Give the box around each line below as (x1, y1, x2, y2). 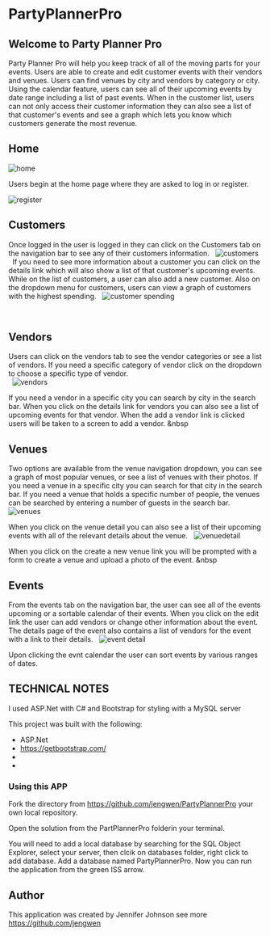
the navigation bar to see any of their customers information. (8, 248, 210, 258)
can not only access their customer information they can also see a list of (8, 102, 252, 111)
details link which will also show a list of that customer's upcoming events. (8, 265, 255, 275)
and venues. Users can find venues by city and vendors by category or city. (8, 76, 260, 85)
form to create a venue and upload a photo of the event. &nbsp (8, 555, 218, 565)
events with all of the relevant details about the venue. (8, 531, 188, 541)
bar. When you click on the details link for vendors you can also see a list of (8, 402, 260, 411)
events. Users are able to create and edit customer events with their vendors (8, 67, 263, 77)
